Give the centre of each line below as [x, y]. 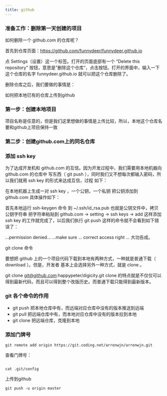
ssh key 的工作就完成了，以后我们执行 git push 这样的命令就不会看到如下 [80, 220]
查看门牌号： [18, 355]
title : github [20, 10]
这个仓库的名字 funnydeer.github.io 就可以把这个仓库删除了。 [68, 73]
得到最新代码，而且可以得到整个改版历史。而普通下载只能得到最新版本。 [79, 282]
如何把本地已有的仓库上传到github [40, 95]
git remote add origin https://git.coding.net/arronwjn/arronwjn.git [79, 345]
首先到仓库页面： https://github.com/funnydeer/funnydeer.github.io [74, 50]
